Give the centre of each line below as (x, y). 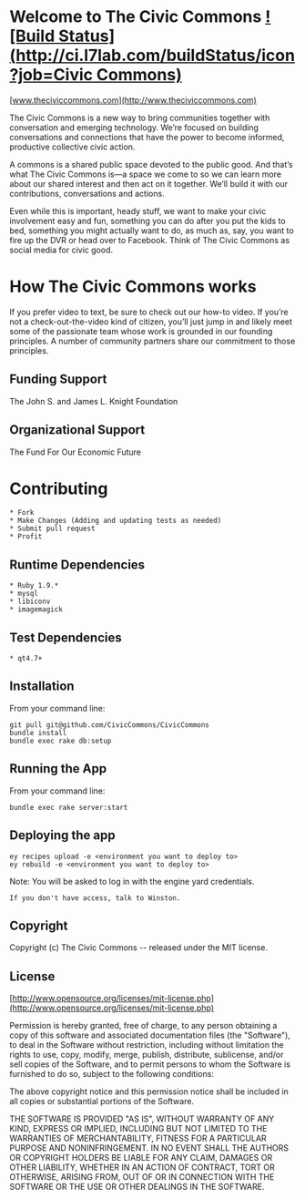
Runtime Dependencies (77, 564)
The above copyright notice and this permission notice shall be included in (149, 1091)
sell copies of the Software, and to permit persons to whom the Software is (150, 1064)
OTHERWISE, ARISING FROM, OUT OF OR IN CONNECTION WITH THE (142, 1177)
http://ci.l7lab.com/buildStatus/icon (156, 56)
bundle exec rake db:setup (61, 741)
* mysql (24, 594)
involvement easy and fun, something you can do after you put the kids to (147, 220)
